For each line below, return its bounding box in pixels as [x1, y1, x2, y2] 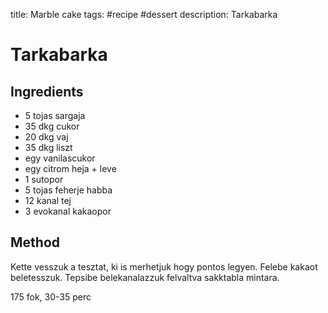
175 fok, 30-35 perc [10, 290, 92, 303]
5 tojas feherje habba [24, 184, 113, 196]
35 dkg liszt [24, 142, 73, 153]
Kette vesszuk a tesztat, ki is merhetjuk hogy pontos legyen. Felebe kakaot [10, 260, 318, 273]
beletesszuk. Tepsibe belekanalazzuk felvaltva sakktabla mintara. [10, 271, 280, 283]
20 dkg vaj [24, 131, 69, 143]
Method [10, 234, 61, 251]
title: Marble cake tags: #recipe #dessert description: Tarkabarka [10, 9, 278, 20]
